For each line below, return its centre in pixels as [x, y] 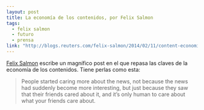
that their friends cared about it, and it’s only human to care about [103, 94]
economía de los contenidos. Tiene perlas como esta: [73, 69]
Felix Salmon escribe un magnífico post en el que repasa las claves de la [97, 63]
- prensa [23, 40]
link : [13, 46]
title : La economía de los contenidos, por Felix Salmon [80, 18]
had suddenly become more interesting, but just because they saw [104, 88]
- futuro [23, 35]
